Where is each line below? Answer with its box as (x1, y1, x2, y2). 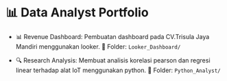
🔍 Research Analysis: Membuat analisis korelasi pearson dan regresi (15, 56, 211, 65)
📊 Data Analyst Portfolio (5, 5, 149, 21)
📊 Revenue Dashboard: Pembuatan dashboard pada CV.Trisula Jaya (15, 32, 210, 40)
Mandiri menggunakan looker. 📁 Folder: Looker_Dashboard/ (15, 42, 181, 51)
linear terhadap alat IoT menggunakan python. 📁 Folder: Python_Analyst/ (15, 66, 221, 74)
